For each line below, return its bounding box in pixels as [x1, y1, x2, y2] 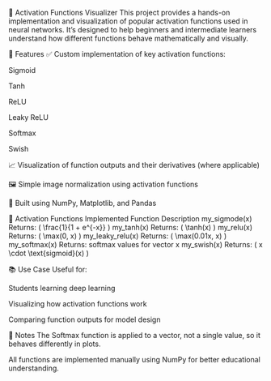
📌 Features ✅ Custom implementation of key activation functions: [8, 49, 227, 58]
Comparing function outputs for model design [8, 315, 161, 324]
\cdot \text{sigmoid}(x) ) [8, 248, 89, 258]
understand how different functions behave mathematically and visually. [8, 33, 249, 43]
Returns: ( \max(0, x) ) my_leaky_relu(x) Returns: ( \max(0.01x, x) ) [8, 231, 227, 241]
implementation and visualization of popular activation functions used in [8, 16, 248, 26]
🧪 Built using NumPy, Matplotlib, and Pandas [8, 199, 157, 208]
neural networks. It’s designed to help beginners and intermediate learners [8, 25, 257, 34]
